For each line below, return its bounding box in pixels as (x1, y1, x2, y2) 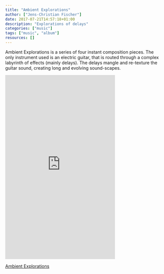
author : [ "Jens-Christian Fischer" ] (5, 12, 82, 17)
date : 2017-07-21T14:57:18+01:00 (5, 17, 75, 22)
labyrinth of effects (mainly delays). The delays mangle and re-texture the (5, 60, 157, 66)
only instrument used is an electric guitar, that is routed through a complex (5, 54, 159, 60)
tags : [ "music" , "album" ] (5, 31, 59, 36)
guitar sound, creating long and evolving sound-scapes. (5, 65, 121, 71)
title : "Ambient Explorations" (5, 7, 71, 13)
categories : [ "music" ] (5, 26, 53, 31)
